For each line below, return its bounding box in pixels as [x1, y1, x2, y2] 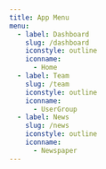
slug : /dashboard [25, 38, 90, 47]
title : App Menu [9, 13, 69, 22]
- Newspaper [32, 146, 77, 155]
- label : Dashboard [17, 30, 90, 38]
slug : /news [25, 122, 69, 131]
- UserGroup [32, 105, 77, 114]
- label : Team [17, 72, 69, 80]
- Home [32, 63, 58, 72]
